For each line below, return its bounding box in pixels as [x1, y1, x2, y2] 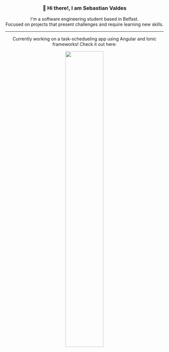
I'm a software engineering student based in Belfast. [30, 16, 139, 22]
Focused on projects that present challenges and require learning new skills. [5, 21, 164, 27]
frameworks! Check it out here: [52, 41, 117, 47]
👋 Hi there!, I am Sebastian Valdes [42, 5, 127, 12]
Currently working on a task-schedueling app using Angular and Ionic [12, 36, 157, 42]
